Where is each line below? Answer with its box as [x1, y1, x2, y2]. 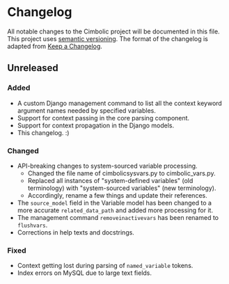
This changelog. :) [17, 128, 70, 136]
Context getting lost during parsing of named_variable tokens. [17, 262, 194, 270]
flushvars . [17, 221, 48, 229]
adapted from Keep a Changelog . [7, 42, 103, 50]
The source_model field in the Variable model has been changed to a [17, 198, 212, 207]
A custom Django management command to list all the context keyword [17, 99, 223, 107]
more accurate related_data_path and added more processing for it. [17, 206, 214, 214]
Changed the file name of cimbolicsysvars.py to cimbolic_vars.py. [27, 168, 216, 177]
